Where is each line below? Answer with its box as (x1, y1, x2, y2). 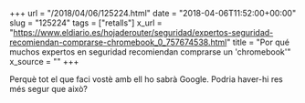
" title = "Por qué (226, 36, 290, 47)
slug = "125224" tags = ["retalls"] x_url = (9, 17, 163, 28)
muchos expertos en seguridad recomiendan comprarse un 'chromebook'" (9, 46, 291, 57)
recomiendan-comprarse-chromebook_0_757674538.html (9, 36, 227, 47)
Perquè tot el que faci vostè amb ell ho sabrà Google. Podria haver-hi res (9, 74, 283, 85)
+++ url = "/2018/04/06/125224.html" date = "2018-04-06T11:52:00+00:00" (9, 8, 297, 18)
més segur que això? (9, 84, 89, 94)
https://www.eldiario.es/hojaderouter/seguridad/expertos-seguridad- (13, 27, 274, 37)
